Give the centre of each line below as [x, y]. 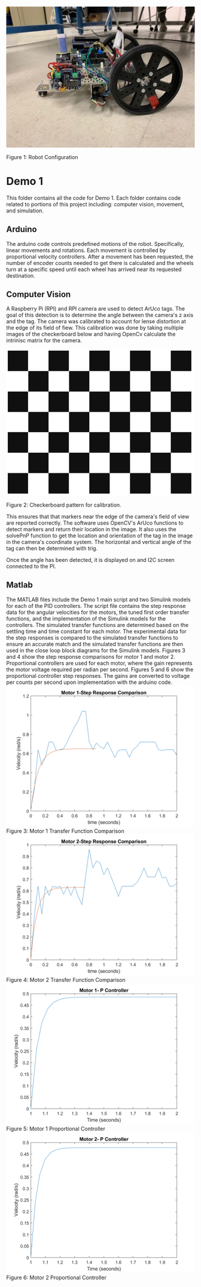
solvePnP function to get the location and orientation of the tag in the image [100, 536]
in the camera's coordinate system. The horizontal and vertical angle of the [99, 541]
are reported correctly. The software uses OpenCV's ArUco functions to [95, 523]
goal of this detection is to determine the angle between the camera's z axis [100, 315]
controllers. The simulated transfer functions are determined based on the [98, 625]
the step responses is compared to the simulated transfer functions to [92, 637]
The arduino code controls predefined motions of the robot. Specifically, [95, 244]
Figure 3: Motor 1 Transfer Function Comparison [65, 831]
